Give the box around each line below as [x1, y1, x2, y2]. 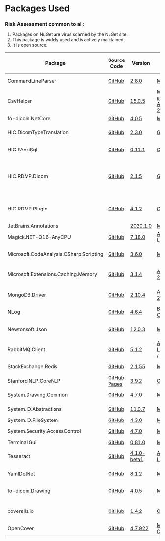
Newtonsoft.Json [7, 326, 47, 332]
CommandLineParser [7, 77, 56, 84]
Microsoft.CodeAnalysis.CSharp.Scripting [7, 251, 104, 258]
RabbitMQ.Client [7, 346, 46, 353]
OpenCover [7, 525, 34, 532]
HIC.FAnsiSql [7, 146, 38, 153]
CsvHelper [7, 98, 32, 105]
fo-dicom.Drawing [7, 487, 51, 494]
